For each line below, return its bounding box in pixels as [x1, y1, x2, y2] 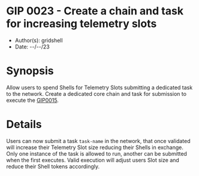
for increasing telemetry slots [6, 17, 157, 31]
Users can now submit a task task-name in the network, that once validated [6, 137, 191, 144]
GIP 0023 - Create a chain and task [6, 4, 184, 18]
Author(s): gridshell [14, 37, 63, 44]
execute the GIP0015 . [6, 96, 59, 104]
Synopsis [6, 64, 54, 78]
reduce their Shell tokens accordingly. [6, 163, 100, 170]
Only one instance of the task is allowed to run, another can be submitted [6, 150, 188, 157]
